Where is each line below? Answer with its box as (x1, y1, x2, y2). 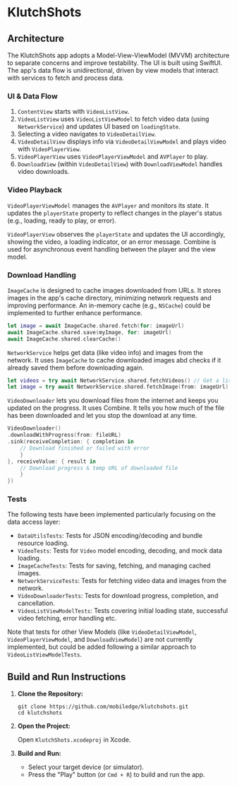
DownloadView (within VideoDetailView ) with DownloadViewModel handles (17, 160, 223, 168)
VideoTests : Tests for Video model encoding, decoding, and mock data (17, 546, 222, 555)
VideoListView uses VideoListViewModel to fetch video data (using (17, 115, 209, 124)
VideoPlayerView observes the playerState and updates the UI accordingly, (7, 230, 226, 238)
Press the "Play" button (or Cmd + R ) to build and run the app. (28, 770, 205, 779)
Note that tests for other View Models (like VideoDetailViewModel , (7, 628, 197, 636)
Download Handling (7, 270, 76, 280)
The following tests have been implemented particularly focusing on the (7, 510, 217, 519)
